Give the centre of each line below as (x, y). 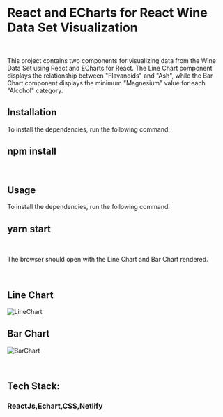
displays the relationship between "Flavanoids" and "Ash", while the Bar (110, 76)
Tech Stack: (34, 386)
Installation (32, 112)
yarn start (29, 229)
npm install (32, 151)
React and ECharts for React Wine (107, 13)
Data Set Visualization (72, 28)
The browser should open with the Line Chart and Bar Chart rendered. (108, 260)
